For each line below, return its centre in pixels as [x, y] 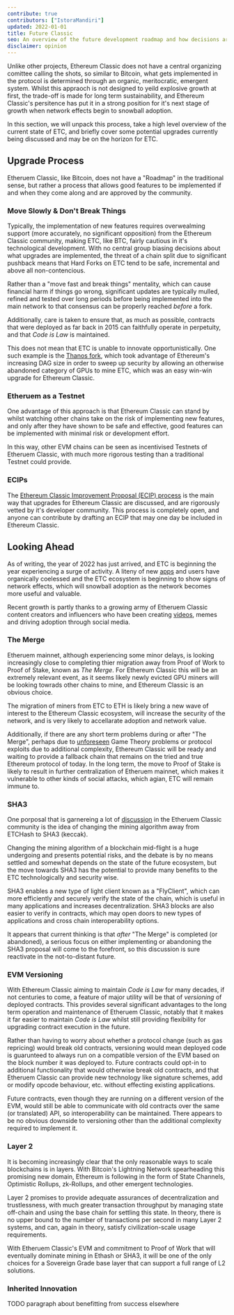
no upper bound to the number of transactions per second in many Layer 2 [114, 1219]
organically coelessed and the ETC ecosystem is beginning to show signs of [117, 579]
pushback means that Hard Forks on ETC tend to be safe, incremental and [114, 263]
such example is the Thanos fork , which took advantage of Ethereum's [109, 356]
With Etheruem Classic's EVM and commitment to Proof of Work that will [111, 1248]
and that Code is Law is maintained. [58, 335]
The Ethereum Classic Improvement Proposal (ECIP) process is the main [111, 495]
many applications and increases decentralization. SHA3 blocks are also [111, 906]
